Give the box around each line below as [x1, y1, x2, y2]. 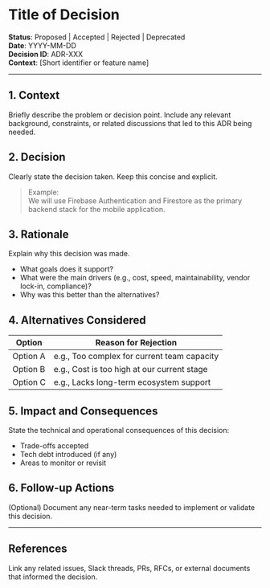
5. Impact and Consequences [8, 404, 158, 418]
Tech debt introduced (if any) [19, 450, 117, 459]
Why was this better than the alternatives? [19, 290, 160, 300]
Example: [27, 187, 59, 197]
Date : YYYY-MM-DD [8, 40, 76, 50]
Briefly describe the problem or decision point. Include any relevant [8, 110, 231, 120]
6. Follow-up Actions [8, 481, 115, 495]
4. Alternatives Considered [8, 313, 146, 327]
